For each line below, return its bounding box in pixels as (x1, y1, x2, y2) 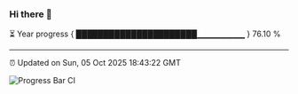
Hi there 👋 (9, 8, 53, 20)
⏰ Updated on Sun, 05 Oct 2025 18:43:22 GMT (9, 58, 182, 68)
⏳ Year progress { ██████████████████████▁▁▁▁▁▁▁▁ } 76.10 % (9, 28, 281, 39)
